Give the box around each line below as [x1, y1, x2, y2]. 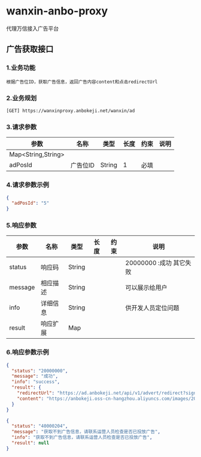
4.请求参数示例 [6, 181, 50, 189]
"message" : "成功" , [11, 374, 59, 380]
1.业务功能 [6, 64, 36, 72]
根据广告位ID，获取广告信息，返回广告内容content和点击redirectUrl [6, 79, 158, 85]
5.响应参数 [6, 221, 37, 229]
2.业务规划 [6, 94, 37, 102]
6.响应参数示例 [6, 348, 49, 357]
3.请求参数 [6, 123, 37, 131]
